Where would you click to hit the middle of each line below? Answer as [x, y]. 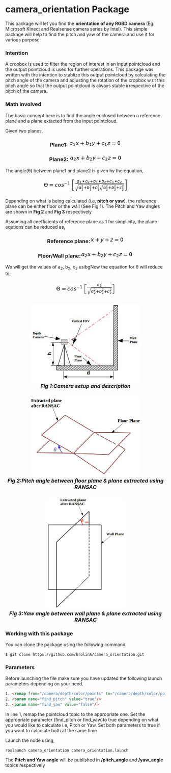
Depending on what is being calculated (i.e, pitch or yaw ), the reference [81, 201]
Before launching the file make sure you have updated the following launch [84, 678]
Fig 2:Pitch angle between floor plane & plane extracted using [85, 481]
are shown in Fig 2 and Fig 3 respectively [49, 211]
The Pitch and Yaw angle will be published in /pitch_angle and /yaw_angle [84, 760]
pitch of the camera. [26, 91]
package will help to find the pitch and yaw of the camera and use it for [80, 34]
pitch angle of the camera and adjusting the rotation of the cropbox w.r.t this [85, 81]
